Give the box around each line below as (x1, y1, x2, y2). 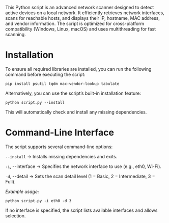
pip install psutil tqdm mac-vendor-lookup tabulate (5, 81, 120, 86)
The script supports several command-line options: (5, 144, 113, 150)
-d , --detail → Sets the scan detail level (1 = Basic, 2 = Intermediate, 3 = (5, 173, 155, 179)
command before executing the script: (5, 71, 86, 77)
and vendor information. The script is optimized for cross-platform (5, 20, 145, 26)
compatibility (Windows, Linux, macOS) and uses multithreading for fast (5, 26, 156, 32)
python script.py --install (5, 100, 65, 105)
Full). (5, 178, 16, 185)
